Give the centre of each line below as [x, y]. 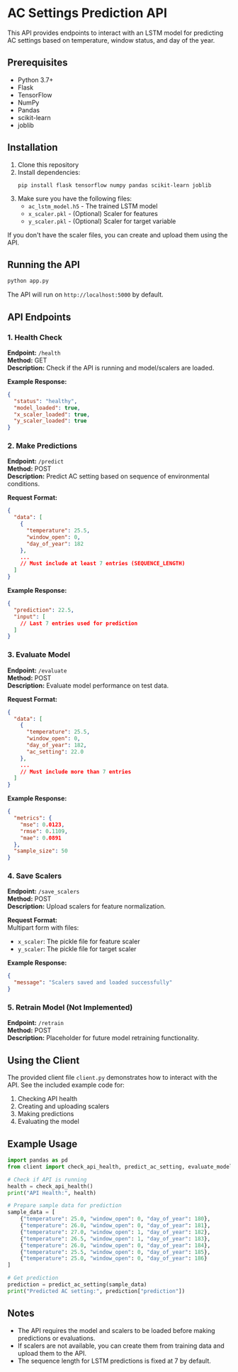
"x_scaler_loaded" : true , [52, 414]
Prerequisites [38, 63]
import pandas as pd [38, 1160]
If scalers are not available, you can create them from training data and [121, 1346]
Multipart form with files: [43, 928]
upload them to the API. [52, 1353]
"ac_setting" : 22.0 [55, 751]
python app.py [28, 281]
